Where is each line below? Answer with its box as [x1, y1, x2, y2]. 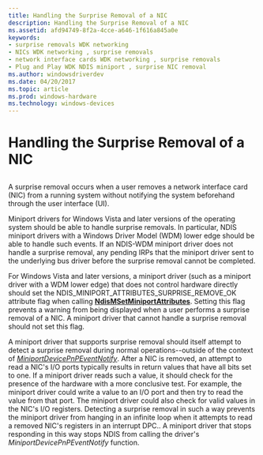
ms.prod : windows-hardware [8, 92, 97, 100]
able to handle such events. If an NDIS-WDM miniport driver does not [8, 239, 234, 249]
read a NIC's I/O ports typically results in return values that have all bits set [8, 362, 252, 371]
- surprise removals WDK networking [8, 41, 129, 49]
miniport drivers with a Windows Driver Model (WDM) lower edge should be [8, 231, 255, 240]
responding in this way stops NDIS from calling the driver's [8, 429, 200, 438]
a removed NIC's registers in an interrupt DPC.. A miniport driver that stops [8, 420, 252, 431]
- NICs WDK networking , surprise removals [8, 48, 154, 56]
